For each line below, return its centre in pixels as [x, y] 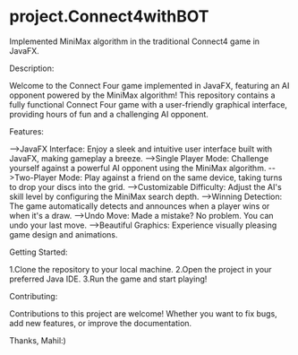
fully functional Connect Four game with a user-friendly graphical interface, [149, 104]
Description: [32, 68]
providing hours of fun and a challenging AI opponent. [109, 114]
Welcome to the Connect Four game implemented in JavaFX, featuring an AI [149, 85]
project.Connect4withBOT [109, 17]
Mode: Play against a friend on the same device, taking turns [170, 177]
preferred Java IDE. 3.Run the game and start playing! [108, 279]
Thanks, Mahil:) [38, 340]
